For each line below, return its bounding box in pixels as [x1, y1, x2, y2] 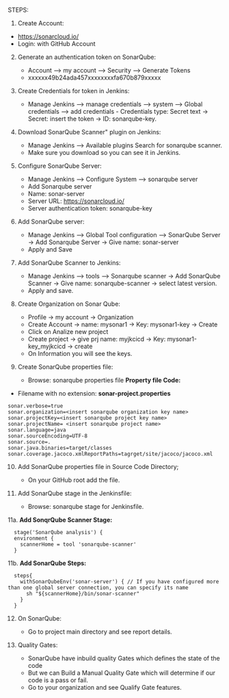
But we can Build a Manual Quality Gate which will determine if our [27, 669, 216, 677]
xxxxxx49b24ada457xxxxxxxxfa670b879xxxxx [27, 73, 161, 82]
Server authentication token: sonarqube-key [27, 204, 152, 212]
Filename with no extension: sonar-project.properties [17, 389, 171, 397]
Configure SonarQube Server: [17, 162, 102, 170]
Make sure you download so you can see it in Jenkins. [27, 149, 180, 156]
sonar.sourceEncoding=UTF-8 [8, 433, 88, 440]
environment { [14, 535, 54, 542]
